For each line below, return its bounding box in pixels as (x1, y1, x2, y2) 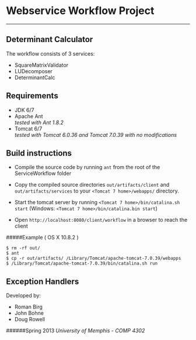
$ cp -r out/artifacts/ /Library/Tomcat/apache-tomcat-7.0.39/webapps (6, 256, 181, 262)
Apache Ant (14, 112, 43, 119)
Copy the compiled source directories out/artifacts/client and (14, 181, 170, 188)
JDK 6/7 (14, 107, 34, 114)
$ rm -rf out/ (6, 245, 41, 251)
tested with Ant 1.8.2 (14, 119, 64, 126)
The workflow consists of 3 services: (6, 50, 95, 57)
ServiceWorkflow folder (14, 170, 72, 177)
